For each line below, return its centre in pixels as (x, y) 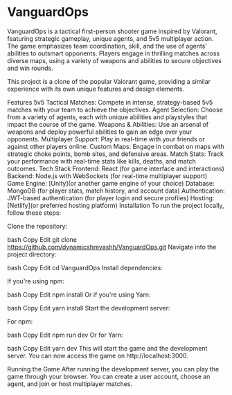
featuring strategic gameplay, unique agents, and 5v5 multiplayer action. (110, 38)
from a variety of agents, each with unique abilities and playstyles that (107, 117)
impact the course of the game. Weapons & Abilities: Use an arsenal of (108, 124)
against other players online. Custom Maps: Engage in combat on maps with (116, 146)
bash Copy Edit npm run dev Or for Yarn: (65, 335)
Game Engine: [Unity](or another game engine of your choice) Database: (111, 183)
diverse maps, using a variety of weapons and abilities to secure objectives (114, 60)
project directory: (32, 254)
